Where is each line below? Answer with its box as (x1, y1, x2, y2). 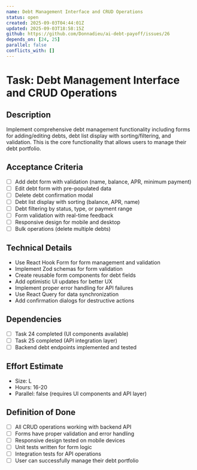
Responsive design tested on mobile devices (14, 437, 126, 444)
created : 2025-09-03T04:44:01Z (6, 20, 84, 26)
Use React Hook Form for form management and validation (14, 258, 160, 266)
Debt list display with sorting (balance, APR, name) (14, 198, 140, 205)
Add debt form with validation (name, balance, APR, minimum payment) (14, 178, 192, 185)
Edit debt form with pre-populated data (14, 185, 112, 192)
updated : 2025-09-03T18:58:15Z (6, 25, 84, 32)
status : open (6, 14, 39, 20)
